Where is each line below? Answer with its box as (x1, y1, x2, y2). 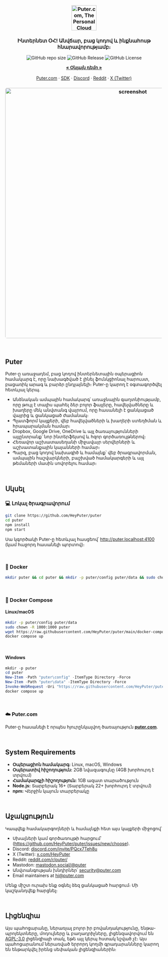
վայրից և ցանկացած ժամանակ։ (12, 412, 89, 418)
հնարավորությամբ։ (57, 43, 111, 50)
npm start (5, 527, 26, 532)
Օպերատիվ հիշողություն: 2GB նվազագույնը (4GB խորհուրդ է (12, 766, 154, 773)
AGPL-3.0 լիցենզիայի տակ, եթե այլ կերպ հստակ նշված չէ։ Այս (5, 935, 147, 941)
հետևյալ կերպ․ (5, 387, 41, 393)
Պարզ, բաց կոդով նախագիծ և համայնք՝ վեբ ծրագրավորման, (12, 449, 156, 455)
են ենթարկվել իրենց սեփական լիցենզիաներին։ (5, 946, 116, 952)
